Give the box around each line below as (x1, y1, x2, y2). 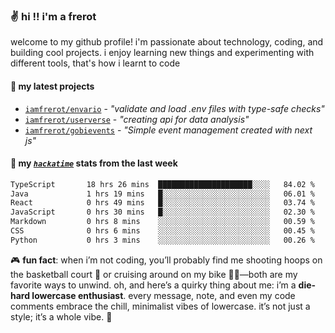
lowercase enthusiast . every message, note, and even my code (31, 289, 296, 301)
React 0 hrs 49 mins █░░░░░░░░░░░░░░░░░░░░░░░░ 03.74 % (10, 198, 315, 208)
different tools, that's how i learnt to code (10, 57, 181, 69)
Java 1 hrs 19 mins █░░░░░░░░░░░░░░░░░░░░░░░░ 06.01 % (10, 189, 315, 199)
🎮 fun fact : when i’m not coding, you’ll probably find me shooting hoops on (10, 254, 323, 266)
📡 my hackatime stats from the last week (10, 157, 178, 169)
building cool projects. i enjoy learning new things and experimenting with (10, 47, 315, 59)
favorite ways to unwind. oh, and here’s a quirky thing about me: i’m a (10, 279, 297, 291)
